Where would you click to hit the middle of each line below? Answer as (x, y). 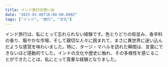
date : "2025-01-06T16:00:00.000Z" (41, 15)
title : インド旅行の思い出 (30, 10)
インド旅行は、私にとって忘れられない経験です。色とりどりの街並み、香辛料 (84, 34)
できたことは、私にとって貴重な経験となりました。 (66, 59)
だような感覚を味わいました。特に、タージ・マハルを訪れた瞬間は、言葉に (82, 47)
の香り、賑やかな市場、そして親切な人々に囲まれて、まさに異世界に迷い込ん (84, 40)
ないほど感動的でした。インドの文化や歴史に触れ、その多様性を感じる (82, 53)
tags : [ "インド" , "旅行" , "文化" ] (39, 19)
